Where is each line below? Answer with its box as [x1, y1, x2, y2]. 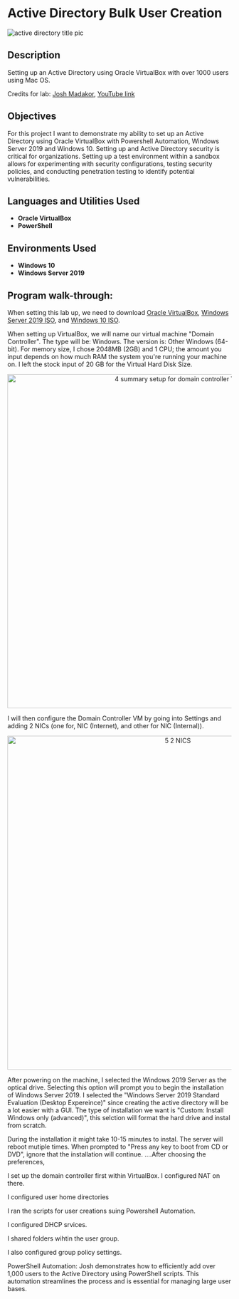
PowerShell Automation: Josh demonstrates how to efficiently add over [7, 1262, 216, 1270]
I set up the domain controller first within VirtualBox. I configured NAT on [7, 1171, 221, 1180]
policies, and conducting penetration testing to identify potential [7, 167, 195, 175]
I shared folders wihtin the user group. [7, 1234, 119, 1243]
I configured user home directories [7, 1193, 109, 1201]
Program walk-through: [7, 289, 114, 301]
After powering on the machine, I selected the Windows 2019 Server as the [7, 1076, 227, 1084]
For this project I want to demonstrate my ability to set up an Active [7, 129, 204, 138]
